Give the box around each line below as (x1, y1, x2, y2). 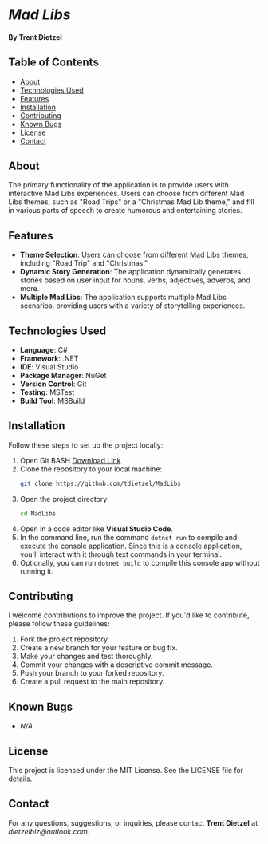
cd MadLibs (19, 509, 57, 518)
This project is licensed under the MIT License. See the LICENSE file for (8, 766, 244, 775)
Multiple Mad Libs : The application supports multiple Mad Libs (19, 293, 227, 302)
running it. (19, 566, 54, 576)
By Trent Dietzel (8, 32, 62, 41)
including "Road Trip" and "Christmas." (19, 258, 148, 268)
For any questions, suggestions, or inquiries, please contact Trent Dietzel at (8, 818, 258, 827)
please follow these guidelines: (8, 619, 110, 629)
